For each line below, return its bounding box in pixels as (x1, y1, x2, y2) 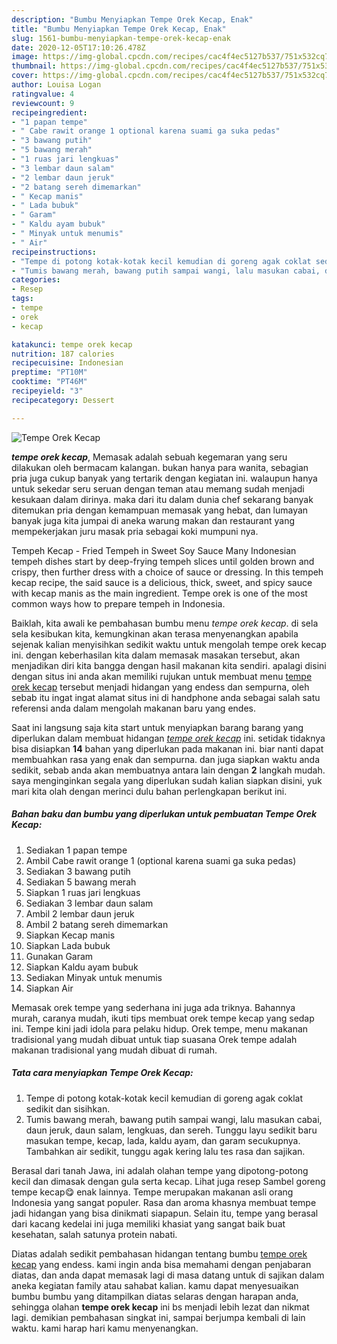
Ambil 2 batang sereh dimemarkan (25, 918, 169, 930)
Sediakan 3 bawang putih (25, 865, 131, 877)
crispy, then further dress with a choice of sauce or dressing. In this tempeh (11, 566, 324, 578)
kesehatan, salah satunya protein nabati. (11, 1228, 178, 1240)
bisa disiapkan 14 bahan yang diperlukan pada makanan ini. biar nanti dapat (11, 742, 324, 755)
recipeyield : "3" (11, 386, 84, 396)
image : (11, 52, 39, 62)
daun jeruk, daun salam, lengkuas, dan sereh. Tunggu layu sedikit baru (25, 1124, 318, 1136)
